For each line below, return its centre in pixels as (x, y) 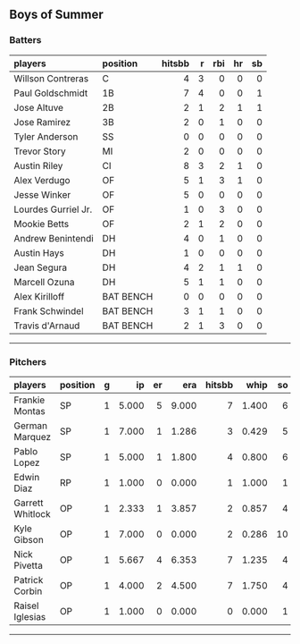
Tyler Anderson (46, 136)
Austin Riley (38, 165)
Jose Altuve (39, 107)
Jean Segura (41, 267)
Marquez (33, 436)
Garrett (29, 503)
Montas (30, 411)
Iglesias (30, 616)
